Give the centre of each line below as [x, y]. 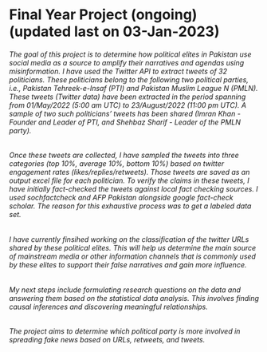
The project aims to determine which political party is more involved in [125, 331]
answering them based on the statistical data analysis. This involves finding [134, 298]
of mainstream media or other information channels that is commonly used [132, 256]
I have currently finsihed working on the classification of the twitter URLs [129, 239]
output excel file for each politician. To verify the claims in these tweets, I [129, 180]
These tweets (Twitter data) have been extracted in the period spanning [128, 97]
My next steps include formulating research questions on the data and [125, 290]
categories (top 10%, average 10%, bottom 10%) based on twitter [117, 164]
